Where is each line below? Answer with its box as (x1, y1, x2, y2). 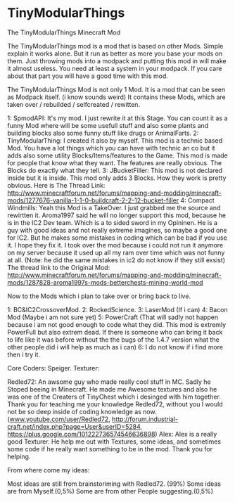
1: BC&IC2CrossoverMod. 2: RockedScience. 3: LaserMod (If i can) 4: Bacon (7, 305, 229, 314)
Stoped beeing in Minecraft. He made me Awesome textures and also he (7, 385, 217, 393)
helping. (7, 452, 31, 461)
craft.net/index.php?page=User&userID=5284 (7, 422, 141, 430)
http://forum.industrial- (111, 415, 178, 423)
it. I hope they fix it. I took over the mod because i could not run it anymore (7, 240, 224, 249)
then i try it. (7, 350, 41, 359)
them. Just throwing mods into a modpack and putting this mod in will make (7, 56, 227, 65)
